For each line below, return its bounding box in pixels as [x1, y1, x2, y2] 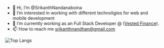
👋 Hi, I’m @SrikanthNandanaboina [12, 5, 82, 10]
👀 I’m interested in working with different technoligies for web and [12, 10, 148, 16]
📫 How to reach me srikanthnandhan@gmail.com [12, 26, 115, 32]
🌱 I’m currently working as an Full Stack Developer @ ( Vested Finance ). [12, 20, 159, 26]
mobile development [12, 15, 55, 21]
